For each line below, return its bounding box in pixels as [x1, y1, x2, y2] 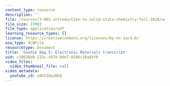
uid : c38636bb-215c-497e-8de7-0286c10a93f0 [5, 54, 99, 60]
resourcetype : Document [5, 45, 56, 50]
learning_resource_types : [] [5, 31, 67, 36]
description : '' [5, 12, 39, 17]
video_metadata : [5, 69, 39, 74]
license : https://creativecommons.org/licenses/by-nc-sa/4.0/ [5, 36, 139, 41]
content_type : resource [5, 7, 56, 13]
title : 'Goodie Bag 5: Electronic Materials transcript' [5, 50, 128, 55]
